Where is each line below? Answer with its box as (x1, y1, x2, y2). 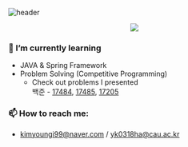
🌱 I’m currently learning (8, 42, 102, 54)
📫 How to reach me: (8, 108, 90, 119)
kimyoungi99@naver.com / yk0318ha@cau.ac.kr (19, 129, 180, 139)
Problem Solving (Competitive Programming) (19, 69, 168, 79)
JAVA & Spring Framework (19, 61, 107, 70)
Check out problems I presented (31, 77, 138, 87)
